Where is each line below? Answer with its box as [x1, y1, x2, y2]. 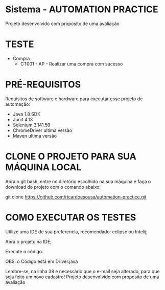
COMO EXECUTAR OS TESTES [5, 211, 136, 223]
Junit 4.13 [12, 116, 33, 122]
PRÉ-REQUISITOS [5, 79, 81, 91]
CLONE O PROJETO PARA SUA [5, 151, 136, 162]
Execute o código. [5, 248, 43, 254]
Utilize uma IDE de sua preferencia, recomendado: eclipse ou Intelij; [5, 229, 148, 235]
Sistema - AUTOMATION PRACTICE [5, 4, 158, 15]
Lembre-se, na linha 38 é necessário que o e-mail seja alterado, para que [5, 268, 160, 274]
